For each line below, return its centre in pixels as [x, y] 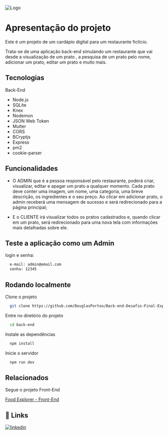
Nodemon [23, 116]
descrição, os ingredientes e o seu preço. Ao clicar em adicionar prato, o [87, 196]
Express [21, 142]
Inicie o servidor [22, 353]
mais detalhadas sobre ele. [40, 227]
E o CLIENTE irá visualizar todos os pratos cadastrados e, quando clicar [86, 217]
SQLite [19, 105]
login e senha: [20, 255]
